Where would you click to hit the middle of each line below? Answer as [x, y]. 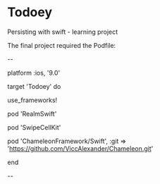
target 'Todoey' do [34, 86]
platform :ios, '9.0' [34, 73]
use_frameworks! [32, 100]
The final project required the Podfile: [62, 45]
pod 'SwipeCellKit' [34, 127]
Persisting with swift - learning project [63, 32]
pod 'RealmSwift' [32, 114]
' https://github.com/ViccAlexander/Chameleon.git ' [80, 148]
